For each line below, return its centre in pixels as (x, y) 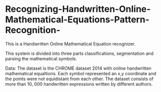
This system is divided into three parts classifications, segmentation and (79, 53)
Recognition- (33, 30)
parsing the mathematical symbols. (41, 58)
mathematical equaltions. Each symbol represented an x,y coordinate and (80, 73)
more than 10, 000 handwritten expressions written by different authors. (79, 84)
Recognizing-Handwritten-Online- (78, 9)
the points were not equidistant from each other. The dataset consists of (79, 79)
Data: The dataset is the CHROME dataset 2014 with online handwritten (79, 68)
